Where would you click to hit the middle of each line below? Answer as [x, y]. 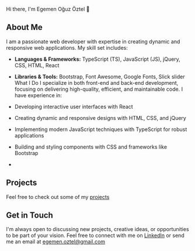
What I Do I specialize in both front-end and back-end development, [96, 82]
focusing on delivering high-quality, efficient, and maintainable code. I [98, 89]
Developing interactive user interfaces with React [74, 106]
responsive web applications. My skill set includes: [67, 47]
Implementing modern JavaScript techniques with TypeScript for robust [101, 129]
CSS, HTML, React [37, 65]
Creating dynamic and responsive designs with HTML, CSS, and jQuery [100, 118]
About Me [24, 27]
